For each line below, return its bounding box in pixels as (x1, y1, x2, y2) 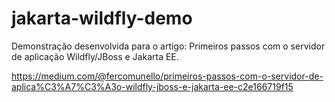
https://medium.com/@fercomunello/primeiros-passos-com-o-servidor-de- (11, 70, 324, 82)
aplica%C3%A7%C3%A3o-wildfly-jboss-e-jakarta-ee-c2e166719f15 (11, 80, 294, 92)
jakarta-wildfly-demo (11, 7, 193, 30)
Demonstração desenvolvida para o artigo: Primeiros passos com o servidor (11, 40, 326, 52)
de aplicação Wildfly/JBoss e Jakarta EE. (11, 50, 179, 62)
